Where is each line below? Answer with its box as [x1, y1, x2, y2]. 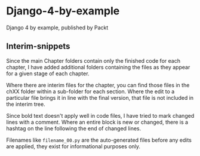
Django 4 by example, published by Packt [6, 24, 109, 31]
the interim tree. [6, 100, 46, 108]
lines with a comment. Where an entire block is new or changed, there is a [6, 118, 189, 126]
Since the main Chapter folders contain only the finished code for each [6, 57, 181, 64]
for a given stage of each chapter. [6, 70, 90, 77]
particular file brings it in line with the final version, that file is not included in [6, 94, 194, 101]
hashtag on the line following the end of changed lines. [6, 124, 141, 132]
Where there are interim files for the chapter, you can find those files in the [6, 81, 190, 88]
